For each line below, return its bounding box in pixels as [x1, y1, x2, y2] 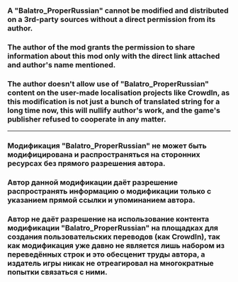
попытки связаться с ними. [7, 267, 108, 277]
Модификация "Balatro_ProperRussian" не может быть [7, 141, 207, 151]
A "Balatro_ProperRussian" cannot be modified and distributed [7, 6, 229, 16]
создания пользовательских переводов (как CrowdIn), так [7, 232, 221, 242]
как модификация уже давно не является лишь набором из [7, 240, 225, 250]
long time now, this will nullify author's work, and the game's [7, 105, 221, 115]
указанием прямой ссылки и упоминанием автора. [7, 195, 195, 205]
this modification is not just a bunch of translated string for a [7, 96, 220, 106]
